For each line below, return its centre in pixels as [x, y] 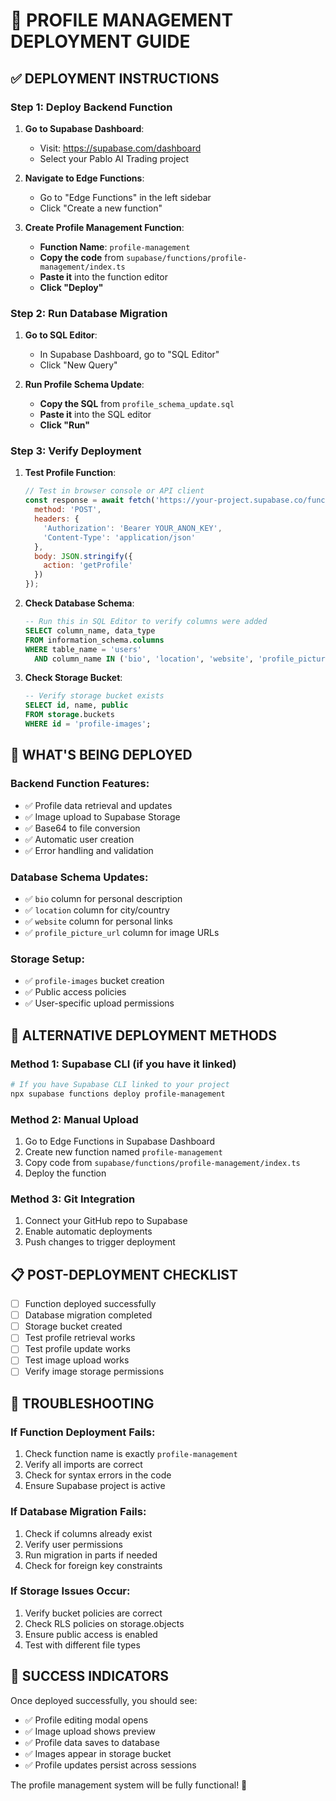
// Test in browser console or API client [114, 491]
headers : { [57, 519]
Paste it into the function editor [103, 276]
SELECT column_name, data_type [90, 630]
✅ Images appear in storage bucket [98, 1753]
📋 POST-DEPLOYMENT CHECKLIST [124, 1274]
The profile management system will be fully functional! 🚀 [129, 1785]
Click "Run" [64, 425]
